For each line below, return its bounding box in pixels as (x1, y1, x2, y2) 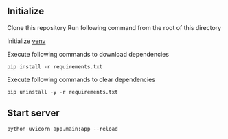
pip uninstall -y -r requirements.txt (7, 88, 118, 95)
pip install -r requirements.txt (7, 63, 103, 71)
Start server (7, 108, 60, 119)
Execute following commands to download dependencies (7, 50, 170, 58)
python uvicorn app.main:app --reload (7, 125, 118, 132)
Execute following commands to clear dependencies (7, 75, 156, 84)
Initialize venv (7, 37, 46, 45)
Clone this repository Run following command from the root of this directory (7, 23, 222, 31)
